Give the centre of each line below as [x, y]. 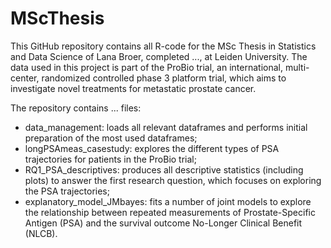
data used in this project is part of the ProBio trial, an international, [146, 67]
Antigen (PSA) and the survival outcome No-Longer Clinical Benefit [163, 223]
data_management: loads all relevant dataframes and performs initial [166, 127]
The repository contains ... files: [76, 108]
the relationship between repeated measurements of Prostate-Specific [170, 212]
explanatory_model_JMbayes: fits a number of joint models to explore [168, 201]
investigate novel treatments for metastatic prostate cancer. [133, 88]
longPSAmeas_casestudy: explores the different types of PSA [152, 148]
